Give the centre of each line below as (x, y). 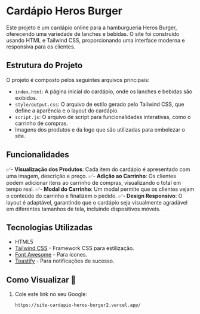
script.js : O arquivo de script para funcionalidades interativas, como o (103, 117)
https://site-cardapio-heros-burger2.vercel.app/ (78, 305)
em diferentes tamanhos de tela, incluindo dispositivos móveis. (84, 209)
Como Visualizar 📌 (41, 280)
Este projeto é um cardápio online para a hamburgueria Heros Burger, (92, 28)
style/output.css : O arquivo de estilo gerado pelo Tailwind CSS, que (99, 104)
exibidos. (26, 97)
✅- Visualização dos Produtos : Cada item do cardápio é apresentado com (98, 169)
